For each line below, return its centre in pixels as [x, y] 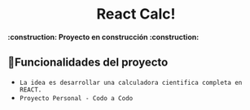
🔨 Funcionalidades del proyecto [88, 63]
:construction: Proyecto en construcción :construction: [103, 36]
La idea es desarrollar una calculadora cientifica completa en [131, 82]
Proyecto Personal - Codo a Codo [76, 98]
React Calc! [136, 14]
